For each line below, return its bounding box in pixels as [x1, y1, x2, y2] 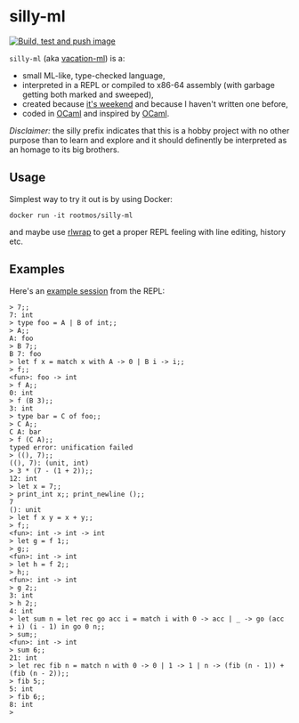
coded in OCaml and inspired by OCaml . [21, 108, 170, 118]
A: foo [9, 334, 34, 343]
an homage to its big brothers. [9, 144, 120, 155]
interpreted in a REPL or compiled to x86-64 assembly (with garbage [21, 79, 276, 90]
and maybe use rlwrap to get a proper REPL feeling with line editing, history [9, 226, 287, 237]
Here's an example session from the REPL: [9, 285, 166, 296]
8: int [9, 700, 34, 709]
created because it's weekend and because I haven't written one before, [21, 98, 289, 109]
